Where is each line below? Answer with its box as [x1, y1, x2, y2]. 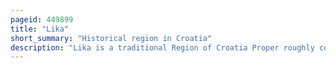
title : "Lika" [10, 24, 70, 34]
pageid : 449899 [10, 14, 74, 25]
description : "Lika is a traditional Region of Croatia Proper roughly [10, 42, 315, 53]
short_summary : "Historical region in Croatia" [10, 33, 213, 43]
